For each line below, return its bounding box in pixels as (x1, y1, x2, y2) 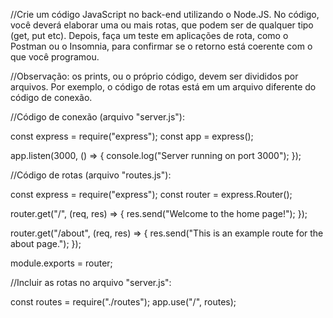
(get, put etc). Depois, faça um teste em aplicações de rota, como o (10, 30, 289, 41)
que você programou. (10, 51, 100, 63)
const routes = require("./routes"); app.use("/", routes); (10, 296, 237, 308)
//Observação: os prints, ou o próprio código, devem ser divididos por (10, 70, 299, 82)
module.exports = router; (10, 257, 113, 269)
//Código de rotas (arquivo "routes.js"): (10, 169, 172, 181)
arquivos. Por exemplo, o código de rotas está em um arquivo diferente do (10, 81, 317, 93)
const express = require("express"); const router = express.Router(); (10, 189, 293, 200)
